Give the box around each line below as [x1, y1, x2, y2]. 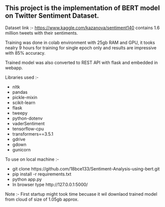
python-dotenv [12, 115, 43, 121]
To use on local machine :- [5, 156, 59, 162]
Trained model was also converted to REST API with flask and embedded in [5, 59, 158, 66]
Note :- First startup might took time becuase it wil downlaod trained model [5, 191, 158, 197]
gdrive [12, 136, 26, 142]
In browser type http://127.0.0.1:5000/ [12, 181, 88, 187]
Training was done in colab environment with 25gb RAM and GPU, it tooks [5, 39, 155, 45]
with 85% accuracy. [5, 50, 46, 56]
